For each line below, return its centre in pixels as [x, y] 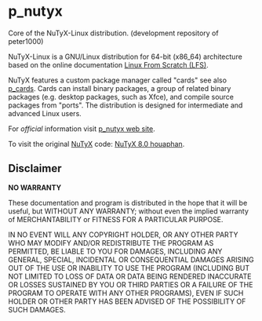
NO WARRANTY [35, 188]
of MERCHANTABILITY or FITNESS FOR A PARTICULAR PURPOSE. [116, 219]
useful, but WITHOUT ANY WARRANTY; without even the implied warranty [129, 211]
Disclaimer [35, 168]
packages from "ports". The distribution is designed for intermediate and [126, 105]
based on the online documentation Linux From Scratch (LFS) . [109, 64]
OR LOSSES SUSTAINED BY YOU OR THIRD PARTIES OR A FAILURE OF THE [131, 284]
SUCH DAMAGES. [37, 309]
